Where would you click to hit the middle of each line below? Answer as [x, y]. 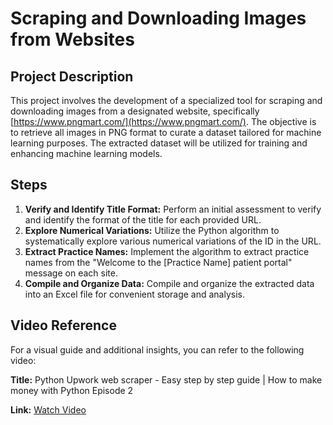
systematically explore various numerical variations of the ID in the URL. [173, 241]
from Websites [72, 39]
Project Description [72, 76]
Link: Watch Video [48, 409]
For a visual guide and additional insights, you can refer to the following [157, 349]
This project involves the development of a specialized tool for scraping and [166, 100]
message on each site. [71, 273]
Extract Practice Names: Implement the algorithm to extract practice [167, 251]
